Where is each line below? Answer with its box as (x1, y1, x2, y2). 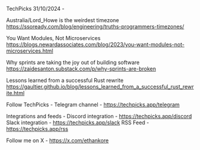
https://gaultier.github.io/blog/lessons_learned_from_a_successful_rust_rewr (6, 83, 194, 90)
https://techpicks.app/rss (6, 125, 69, 132)
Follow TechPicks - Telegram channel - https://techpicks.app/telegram (6, 101, 180, 108)
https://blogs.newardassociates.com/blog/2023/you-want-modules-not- (6, 41, 185, 48)
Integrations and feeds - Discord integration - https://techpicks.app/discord (6, 113, 192, 120)
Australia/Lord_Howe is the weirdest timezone (6, 17, 119, 23)
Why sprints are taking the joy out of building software (6, 59, 140, 66)
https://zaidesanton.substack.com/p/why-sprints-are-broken (6, 65, 156, 72)
